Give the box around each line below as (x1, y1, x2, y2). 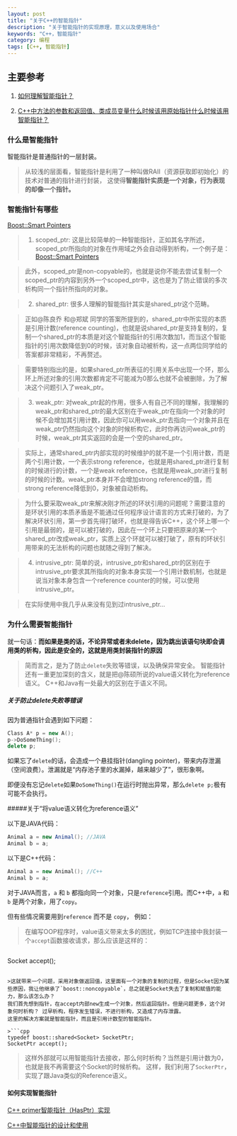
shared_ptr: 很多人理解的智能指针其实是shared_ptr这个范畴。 (35, 300, 214, 308)
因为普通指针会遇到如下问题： (7, 715, 94, 724)
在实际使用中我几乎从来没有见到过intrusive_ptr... (24, 600, 166, 609)
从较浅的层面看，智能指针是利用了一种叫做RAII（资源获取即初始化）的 (24, 167, 229, 176)
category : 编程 (7, 37, 50, 44)
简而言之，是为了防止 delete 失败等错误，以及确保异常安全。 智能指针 (24, 660, 226, 670)
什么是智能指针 (7, 135, 59, 145)
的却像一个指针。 (24, 185, 75, 193)
